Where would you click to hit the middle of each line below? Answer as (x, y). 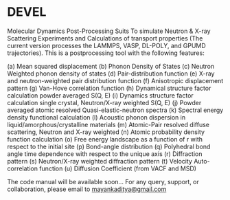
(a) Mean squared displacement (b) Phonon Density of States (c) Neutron (111, 66)
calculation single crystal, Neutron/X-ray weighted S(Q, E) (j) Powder (104, 102)
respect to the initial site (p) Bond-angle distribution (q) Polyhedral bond (109, 146)
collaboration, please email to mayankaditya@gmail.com (87, 189)
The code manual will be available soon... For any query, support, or (103, 181)
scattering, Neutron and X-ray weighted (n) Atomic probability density (106, 132)
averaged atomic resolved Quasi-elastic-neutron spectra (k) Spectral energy (115, 110)
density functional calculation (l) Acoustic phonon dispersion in (96, 117)
